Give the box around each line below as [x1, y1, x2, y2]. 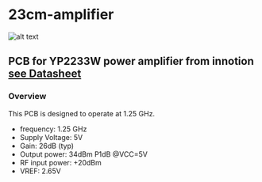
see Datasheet [8, 67, 82, 81]
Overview [8, 91, 47, 102]
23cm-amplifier [8, 6, 114, 24]
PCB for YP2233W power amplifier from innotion [8, 55, 254, 68]
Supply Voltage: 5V [19, 132, 83, 142]
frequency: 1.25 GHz [19, 124, 87, 134]
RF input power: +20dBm [19, 157, 102, 167]
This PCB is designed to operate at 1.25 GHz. [8, 108, 156, 118]
